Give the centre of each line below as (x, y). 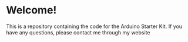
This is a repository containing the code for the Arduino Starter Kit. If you (94, 26)
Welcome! (31, 10)
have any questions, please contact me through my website (78, 32)
